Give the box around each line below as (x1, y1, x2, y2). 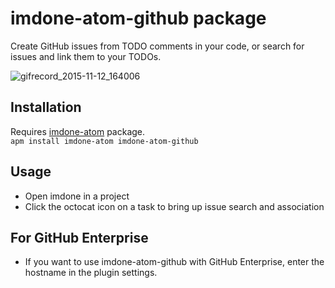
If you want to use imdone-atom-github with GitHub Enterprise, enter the (24, 256, 325, 268)
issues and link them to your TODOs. (10, 50, 162, 62)
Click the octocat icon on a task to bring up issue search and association (24, 200, 325, 212)
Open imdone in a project (24, 190, 130, 202)
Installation (10, 99, 82, 116)
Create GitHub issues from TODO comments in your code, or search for (10, 40, 305, 52)
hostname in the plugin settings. (24, 267, 158, 279)
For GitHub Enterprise (10, 229, 149, 246)
